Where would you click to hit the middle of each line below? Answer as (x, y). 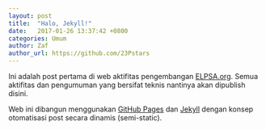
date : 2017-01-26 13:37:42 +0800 (68, 31)
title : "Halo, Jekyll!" (50, 23)
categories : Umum (38, 38)
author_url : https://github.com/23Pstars (79, 53)
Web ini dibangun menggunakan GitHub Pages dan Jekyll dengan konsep (131, 109)
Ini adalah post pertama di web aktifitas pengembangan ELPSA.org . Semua (133, 76)
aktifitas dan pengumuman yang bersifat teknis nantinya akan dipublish (127, 85)
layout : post (30, 16)
